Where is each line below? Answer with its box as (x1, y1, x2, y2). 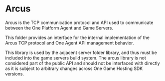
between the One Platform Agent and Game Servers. (5, 24, 114, 30)
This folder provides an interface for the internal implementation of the (5, 34, 150, 40)
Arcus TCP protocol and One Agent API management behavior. (5, 39, 134, 45)
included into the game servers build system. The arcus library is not (5, 54, 146, 60)
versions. (5, 70, 24, 76)
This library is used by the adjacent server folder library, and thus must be (5, 49, 157, 55)
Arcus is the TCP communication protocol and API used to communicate (5, 19, 154, 25)
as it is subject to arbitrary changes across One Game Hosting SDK (5, 65, 143, 71)
